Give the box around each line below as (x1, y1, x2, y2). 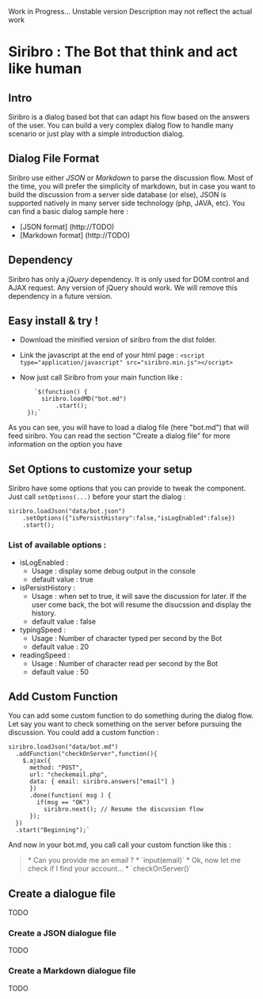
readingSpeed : (19, 650, 71, 660)
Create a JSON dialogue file (8, 928, 116, 939)
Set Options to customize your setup (8, 463, 192, 476)
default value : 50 (31, 667, 90, 677)
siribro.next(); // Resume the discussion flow (43, 806, 204, 814)
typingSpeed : (19, 625, 66, 635)
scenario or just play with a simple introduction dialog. (8, 129, 185, 138)
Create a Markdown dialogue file (8, 966, 136, 977)
